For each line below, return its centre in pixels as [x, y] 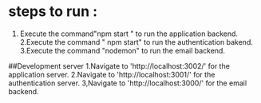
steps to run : [53, 12]
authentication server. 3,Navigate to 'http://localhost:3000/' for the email [128, 83]
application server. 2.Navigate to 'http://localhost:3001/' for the [112, 74]
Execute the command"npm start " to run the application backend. [129, 34]
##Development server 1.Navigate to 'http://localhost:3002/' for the [119, 65]
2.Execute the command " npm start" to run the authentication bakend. [136, 42]
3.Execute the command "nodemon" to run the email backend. [123, 50]
